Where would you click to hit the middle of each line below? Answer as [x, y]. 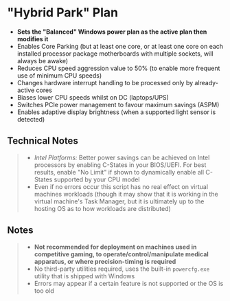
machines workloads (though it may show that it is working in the [126, 194]
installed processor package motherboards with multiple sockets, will [115, 54]
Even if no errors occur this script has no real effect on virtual [121, 186]
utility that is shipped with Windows [84, 276]
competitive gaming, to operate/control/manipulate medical [122, 254]
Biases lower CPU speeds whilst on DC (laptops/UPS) [93, 97]
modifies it [33, 38]
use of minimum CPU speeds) [59, 75]
